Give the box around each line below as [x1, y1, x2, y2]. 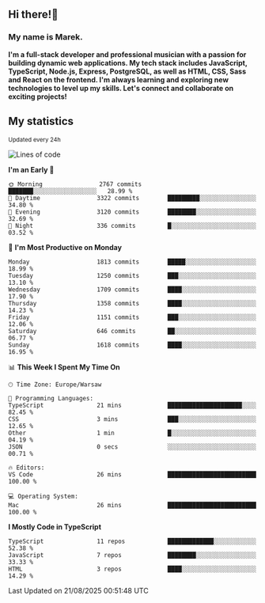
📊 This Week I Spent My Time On [8, 362, 120, 372]
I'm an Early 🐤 [8, 165, 55, 174]
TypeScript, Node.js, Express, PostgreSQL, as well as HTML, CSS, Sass [8, 66, 247, 76]
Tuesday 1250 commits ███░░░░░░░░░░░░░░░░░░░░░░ [8, 271, 257, 279]
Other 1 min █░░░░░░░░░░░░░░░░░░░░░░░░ [8, 429, 257, 437]
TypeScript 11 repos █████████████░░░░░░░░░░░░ [8, 537, 257, 545]
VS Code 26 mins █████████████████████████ [8, 470, 257, 479]
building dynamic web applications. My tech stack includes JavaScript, [8, 58, 248, 67]
